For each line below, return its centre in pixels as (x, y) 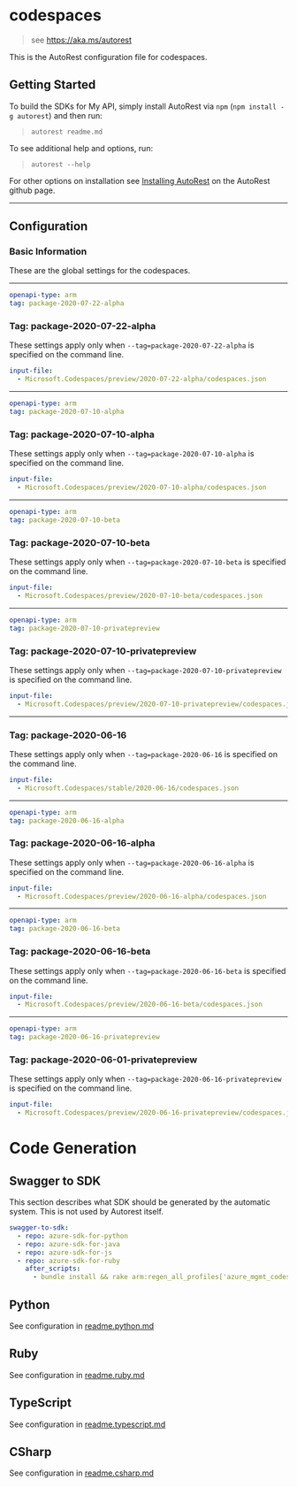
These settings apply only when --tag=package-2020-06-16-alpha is (132, 862)
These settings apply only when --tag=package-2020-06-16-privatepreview (145, 1079)
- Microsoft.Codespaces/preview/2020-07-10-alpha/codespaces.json (142, 487)
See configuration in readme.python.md (82, 1326)
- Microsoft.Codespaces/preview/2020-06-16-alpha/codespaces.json (142, 896)
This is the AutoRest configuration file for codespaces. (108, 57)
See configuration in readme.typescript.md (88, 1424)
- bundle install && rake (80, 1277)
